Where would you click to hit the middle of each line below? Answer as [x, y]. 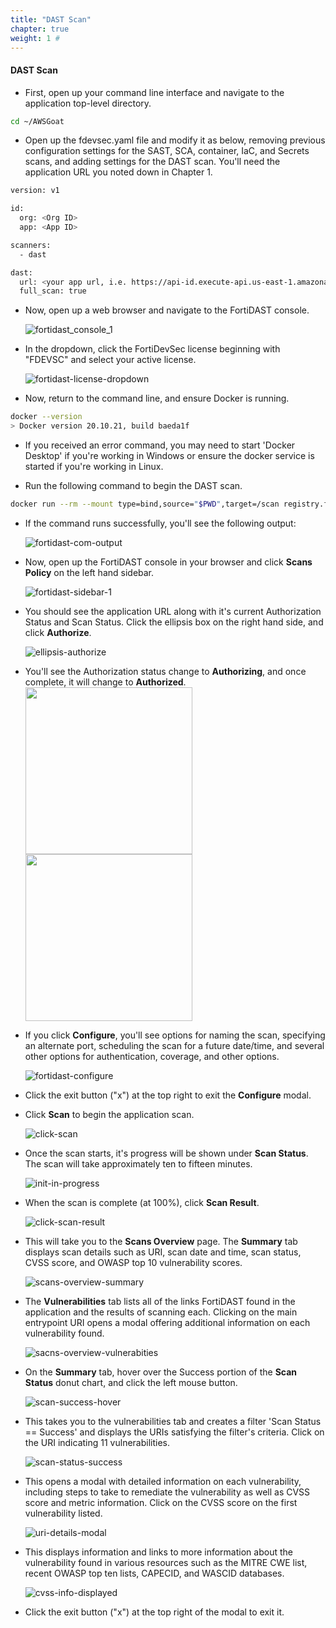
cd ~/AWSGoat [37, 121]
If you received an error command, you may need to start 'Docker [160, 445]
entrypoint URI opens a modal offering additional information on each [167, 1322]
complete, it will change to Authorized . [105, 682]
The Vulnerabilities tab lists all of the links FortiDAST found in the [160, 1301]
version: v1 [35, 191]
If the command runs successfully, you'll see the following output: [160, 523]
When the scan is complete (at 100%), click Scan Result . [142, 1202]
